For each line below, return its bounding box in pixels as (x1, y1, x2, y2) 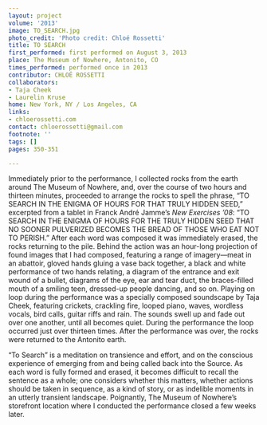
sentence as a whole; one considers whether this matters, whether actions (8, 376, 253, 385)
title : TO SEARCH (8, 41, 66, 49)
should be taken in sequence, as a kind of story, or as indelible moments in (8, 384, 253, 394)
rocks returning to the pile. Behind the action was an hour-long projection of (8, 242, 257, 251)
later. (8, 410, 26, 419)
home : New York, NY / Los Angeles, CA (8, 100, 137, 108)
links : (8, 108, 30, 116)
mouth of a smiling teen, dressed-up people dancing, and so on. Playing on (8, 284, 256, 293)
